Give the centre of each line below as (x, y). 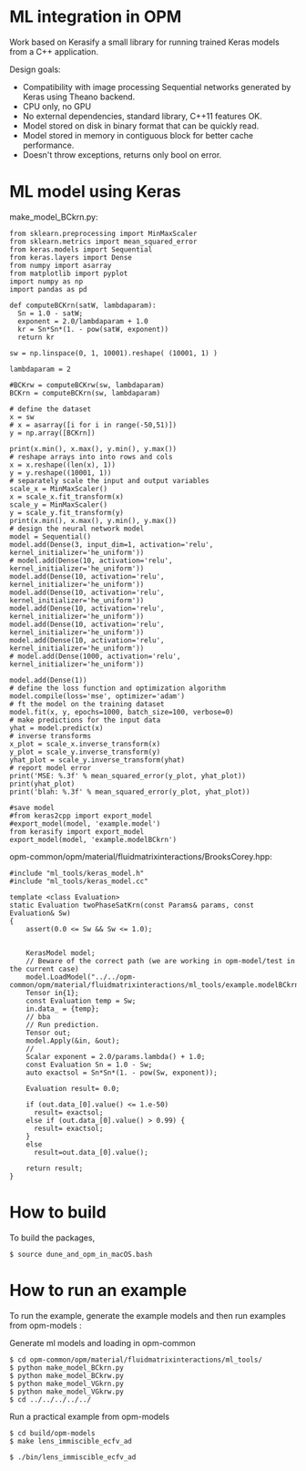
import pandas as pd (49, 289)
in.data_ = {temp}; (63, 1009)
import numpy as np (46, 281)
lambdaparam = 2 (40, 369)
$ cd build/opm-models (52, 1433)
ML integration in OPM (96, 17)
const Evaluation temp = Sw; (81, 1001)
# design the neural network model (77, 529)
